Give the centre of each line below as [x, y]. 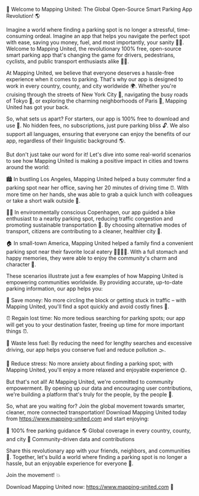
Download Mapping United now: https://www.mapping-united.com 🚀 [90, 487]
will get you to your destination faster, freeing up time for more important [95, 325]
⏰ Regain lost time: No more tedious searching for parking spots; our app [96, 318]
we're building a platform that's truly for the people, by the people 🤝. [90, 394]
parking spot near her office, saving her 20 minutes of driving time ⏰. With [97, 187]
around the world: [28, 167]
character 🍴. [21, 264]
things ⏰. [17, 331]
